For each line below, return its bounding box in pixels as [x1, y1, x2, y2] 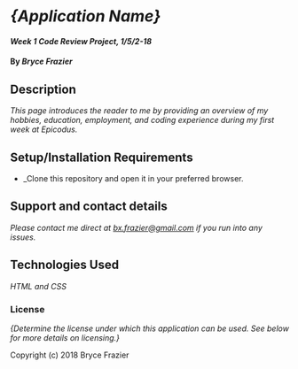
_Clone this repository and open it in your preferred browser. [22, 173, 244, 183]
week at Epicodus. [10, 124, 78, 135]
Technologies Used [10, 258, 119, 273]
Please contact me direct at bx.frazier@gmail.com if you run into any [10, 222, 263, 233]
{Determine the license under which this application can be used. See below [10, 323, 289, 334]
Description [10, 81, 76, 96]
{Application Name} [10, 6, 161, 27]
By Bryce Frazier [10, 56, 74, 67]
